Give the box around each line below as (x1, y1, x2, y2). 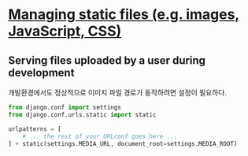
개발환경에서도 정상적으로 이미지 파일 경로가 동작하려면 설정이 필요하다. (8, 88, 227, 97)
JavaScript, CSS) (8, 22, 122, 40)
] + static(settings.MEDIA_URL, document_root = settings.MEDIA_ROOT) (8, 139, 238, 147)
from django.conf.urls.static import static (8, 110, 157, 119)
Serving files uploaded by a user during (8, 54, 206, 67)
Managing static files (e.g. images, (8, 6, 240, 24)
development (8, 65, 75, 80)
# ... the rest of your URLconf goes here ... (22, 132, 178, 140)
